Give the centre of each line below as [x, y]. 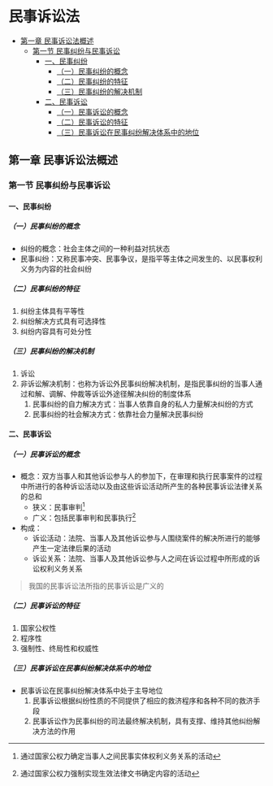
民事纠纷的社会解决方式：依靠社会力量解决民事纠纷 [118, 414]
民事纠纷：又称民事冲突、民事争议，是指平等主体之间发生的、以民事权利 [141, 258]
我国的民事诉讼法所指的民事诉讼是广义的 [96, 585]
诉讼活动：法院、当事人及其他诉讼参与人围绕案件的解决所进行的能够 [146, 538]
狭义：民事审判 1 [58, 506]
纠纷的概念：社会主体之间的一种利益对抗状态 [95, 248]
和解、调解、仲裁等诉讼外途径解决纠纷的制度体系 [109, 393]
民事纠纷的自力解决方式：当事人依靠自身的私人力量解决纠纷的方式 [143, 404]
